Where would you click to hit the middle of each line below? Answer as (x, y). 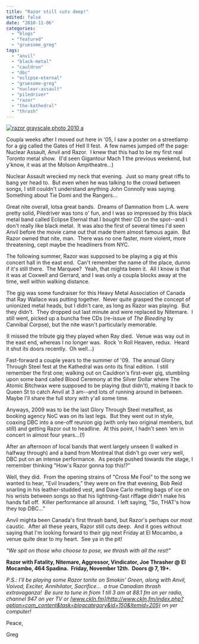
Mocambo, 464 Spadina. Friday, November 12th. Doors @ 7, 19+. (89, 568)
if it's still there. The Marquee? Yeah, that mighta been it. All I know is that (98, 269)
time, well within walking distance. (48, 282)
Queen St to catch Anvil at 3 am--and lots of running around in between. (95, 392)
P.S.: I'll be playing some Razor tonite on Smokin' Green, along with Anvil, (96, 580)
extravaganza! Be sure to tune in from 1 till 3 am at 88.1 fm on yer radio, (94, 593)
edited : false (24, 17)
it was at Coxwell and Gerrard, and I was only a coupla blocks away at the (97, 275)
